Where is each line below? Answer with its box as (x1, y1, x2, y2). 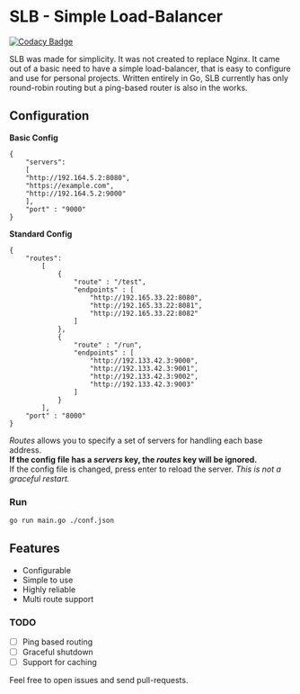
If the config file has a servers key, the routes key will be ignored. (9, 454, 258, 464)
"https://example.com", (25, 181, 115, 190)
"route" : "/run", (73, 340, 143, 349)
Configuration (9, 108, 90, 123)
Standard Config (9, 228, 73, 239)
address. (9, 444, 42, 455)
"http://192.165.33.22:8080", (89, 293, 203, 302)
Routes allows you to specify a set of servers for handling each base (9, 435, 263, 446)
